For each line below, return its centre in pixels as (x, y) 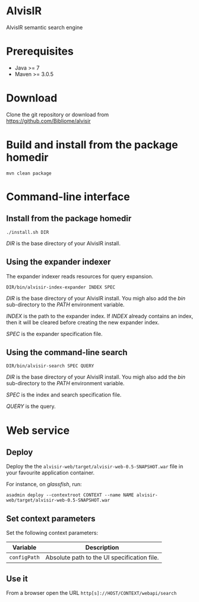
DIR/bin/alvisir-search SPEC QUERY (50, 366)
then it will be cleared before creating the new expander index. (83, 322)
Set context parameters (51, 519)
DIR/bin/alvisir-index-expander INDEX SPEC (61, 287)
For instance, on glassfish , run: (44, 484)
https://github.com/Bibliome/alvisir (48, 121)
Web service (38, 430)
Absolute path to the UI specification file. (102, 557)
